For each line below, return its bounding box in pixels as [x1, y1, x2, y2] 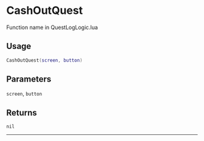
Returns [6, 107, 38, 118]
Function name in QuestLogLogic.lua [6, 24, 98, 31]
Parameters [6, 74, 52, 85]
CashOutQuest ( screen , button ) [6, 57, 83, 64]
